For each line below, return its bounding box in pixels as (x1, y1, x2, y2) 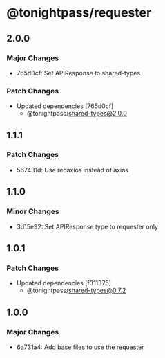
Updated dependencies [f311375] (16, 279, 112, 287)
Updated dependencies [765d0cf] (16, 102, 114, 110)
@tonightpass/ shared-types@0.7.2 (26, 286, 126, 295)
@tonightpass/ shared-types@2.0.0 (26, 109, 127, 118)
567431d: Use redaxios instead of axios (16, 165, 129, 174)
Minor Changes (6, 206, 59, 216)
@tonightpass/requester (6, 5, 152, 21)
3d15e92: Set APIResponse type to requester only (16, 222, 159, 231)
